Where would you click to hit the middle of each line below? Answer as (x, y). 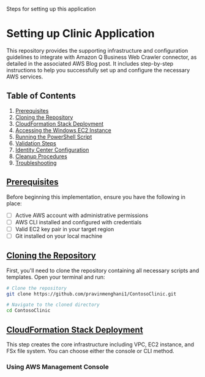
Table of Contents (41, 96)
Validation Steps (35, 143)
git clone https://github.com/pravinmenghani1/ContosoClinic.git (91, 294)
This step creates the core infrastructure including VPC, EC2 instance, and (100, 344)
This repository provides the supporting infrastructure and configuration (97, 50)
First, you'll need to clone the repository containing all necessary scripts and (103, 270)
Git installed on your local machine (59, 236)
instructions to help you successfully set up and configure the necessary (98, 70)
